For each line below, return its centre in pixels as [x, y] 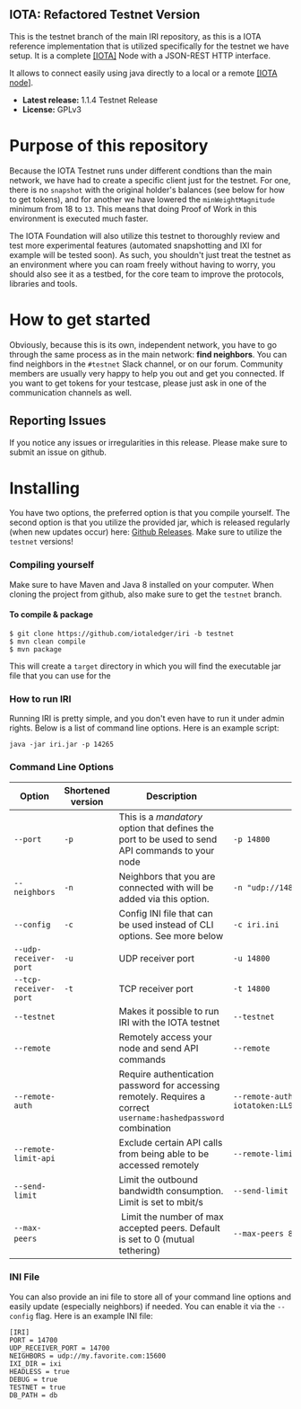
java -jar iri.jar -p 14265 [62, 745]
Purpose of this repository [109, 146]
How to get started [80, 319]
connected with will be [166, 887]
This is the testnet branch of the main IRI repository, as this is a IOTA [135, 36]
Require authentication [166, 1074]
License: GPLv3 [52, 109]
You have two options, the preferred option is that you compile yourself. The [150, 513]
